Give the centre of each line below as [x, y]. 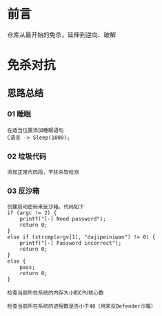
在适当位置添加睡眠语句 [36, 130]
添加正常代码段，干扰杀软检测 [43, 173]
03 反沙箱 [23, 191]
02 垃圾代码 [27, 156]
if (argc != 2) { [32, 213]
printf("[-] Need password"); [63, 219]
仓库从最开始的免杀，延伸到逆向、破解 [61, 35]
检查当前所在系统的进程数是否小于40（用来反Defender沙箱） [82, 306]
